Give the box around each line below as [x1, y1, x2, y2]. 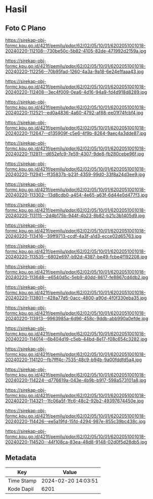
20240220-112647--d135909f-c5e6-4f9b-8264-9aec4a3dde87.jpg [5, 130, 146, 136]
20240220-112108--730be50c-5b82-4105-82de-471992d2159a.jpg [5, 48, 146, 54]
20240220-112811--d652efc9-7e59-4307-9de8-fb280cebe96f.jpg [5, 151, 144, 157]
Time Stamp [8, 477, 37, 484]
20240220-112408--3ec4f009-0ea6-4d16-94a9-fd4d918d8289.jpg [5, 89, 147, 95]
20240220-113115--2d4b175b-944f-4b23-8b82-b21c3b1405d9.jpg [5, 213, 145, 218]
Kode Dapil [8, 485, 34, 492]
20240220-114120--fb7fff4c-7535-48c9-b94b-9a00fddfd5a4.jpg [5, 357, 142, 363]
